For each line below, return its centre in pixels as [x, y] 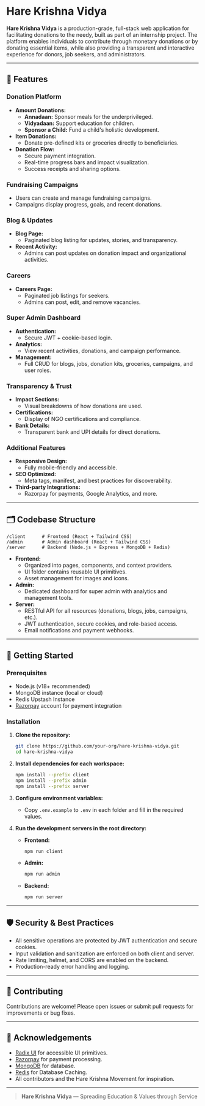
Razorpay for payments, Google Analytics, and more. [91, 494]
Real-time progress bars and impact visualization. [87, 162]
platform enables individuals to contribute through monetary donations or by [102, 41]
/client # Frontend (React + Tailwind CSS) [69, 537]
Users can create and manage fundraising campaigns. [83, 198]
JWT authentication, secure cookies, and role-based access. [101, 624]
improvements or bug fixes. [41, 1013]
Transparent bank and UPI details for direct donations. [92, 432]
